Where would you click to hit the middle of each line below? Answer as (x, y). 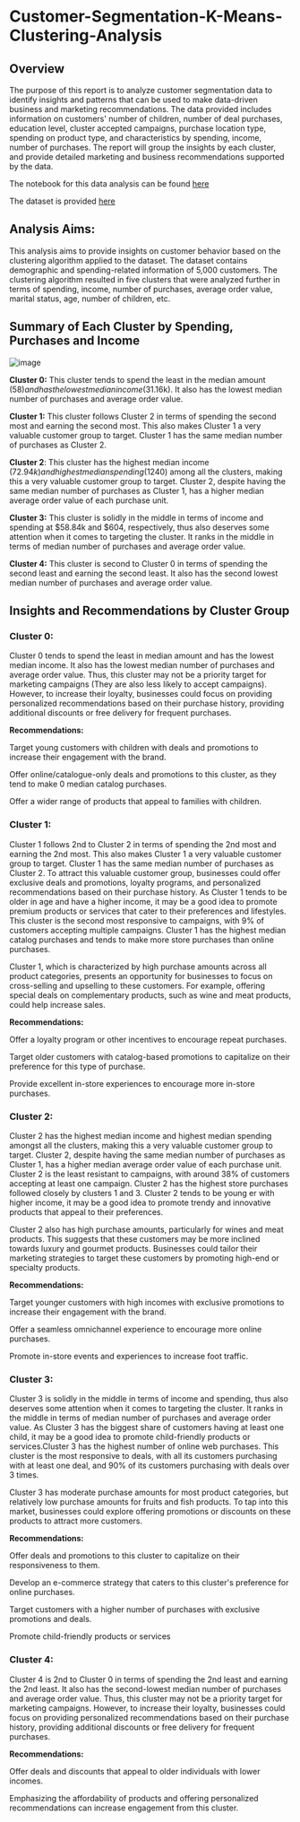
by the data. (31, 166)
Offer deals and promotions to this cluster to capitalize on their (124, 1556)
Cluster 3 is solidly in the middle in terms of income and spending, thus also (149, 1399)
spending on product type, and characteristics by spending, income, (136, 138)
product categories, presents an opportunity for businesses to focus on (141, 976)
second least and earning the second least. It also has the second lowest (144, 573)
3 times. (24, 1475)
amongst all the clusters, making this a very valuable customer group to (141, 1145)
